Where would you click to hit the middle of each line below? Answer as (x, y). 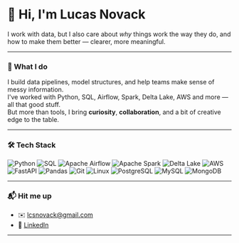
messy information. (36, 90)
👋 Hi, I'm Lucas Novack (76, 15)
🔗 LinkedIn (33, 225)
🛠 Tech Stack (32, 145)
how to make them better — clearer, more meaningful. (86, 41)
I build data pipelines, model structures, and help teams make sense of (111, 82)
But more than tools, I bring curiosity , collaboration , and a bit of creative (115, 112)
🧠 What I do (27, 67)
